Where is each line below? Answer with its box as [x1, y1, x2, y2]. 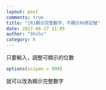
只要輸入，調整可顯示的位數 [6, 54, 74, 61]
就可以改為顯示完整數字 [6, 77, 64, 85]
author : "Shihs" [6, 31, 46, 37]
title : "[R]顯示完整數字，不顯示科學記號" [6, 20, 101, 26]
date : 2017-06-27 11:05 [6, 25, 66, 32]
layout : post [6, 8, 39, 15]
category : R [6, 37, 36, 43]
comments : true [6, 14, 44, 20]
